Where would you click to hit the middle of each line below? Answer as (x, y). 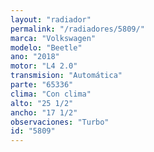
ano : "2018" (35, 57)
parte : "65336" (42, 85)
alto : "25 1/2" (42, 103)
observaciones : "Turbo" (60, 122)
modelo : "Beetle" (46, 47)
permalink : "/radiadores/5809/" (77, 29)
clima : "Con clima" (51, 94)
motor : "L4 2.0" (44, 66)
